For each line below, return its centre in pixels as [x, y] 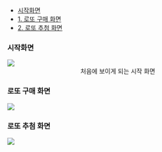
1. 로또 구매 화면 [39, 19]
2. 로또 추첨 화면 [40, 28]
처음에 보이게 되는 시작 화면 [118, 71]
